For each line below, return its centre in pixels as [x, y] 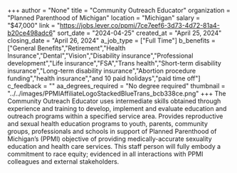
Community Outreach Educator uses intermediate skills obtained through [114, 101]
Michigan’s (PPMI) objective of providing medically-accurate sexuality [110, 139]
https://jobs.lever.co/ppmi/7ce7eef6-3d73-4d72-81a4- [140, 25]
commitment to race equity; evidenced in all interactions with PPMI [105, 154]
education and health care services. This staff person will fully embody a [114, 146]
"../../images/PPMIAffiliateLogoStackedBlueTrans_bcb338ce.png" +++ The [117, 93]
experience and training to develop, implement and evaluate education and [117, 109]
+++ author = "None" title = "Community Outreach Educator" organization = [119, 10]
